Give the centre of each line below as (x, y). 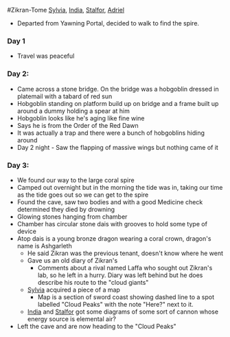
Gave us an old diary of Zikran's (72, 260)
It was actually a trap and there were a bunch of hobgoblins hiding (111, 133)
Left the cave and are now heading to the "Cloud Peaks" (96, 326)
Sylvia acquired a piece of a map (73, 290)
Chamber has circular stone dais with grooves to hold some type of (112, 224)
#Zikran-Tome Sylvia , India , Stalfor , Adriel (66, 10)
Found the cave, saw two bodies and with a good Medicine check (110, 202)
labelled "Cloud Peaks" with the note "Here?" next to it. (115, 304)
